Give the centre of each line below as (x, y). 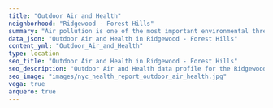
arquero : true (32, 91)
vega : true (27, 84)
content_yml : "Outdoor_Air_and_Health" (76, 46)
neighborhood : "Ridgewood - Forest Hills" (81, 24)
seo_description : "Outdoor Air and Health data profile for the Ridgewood (138, 69)
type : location (34, 54)
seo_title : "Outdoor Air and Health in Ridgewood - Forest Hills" (123, 62)
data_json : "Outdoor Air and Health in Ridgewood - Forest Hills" (123, 39)
